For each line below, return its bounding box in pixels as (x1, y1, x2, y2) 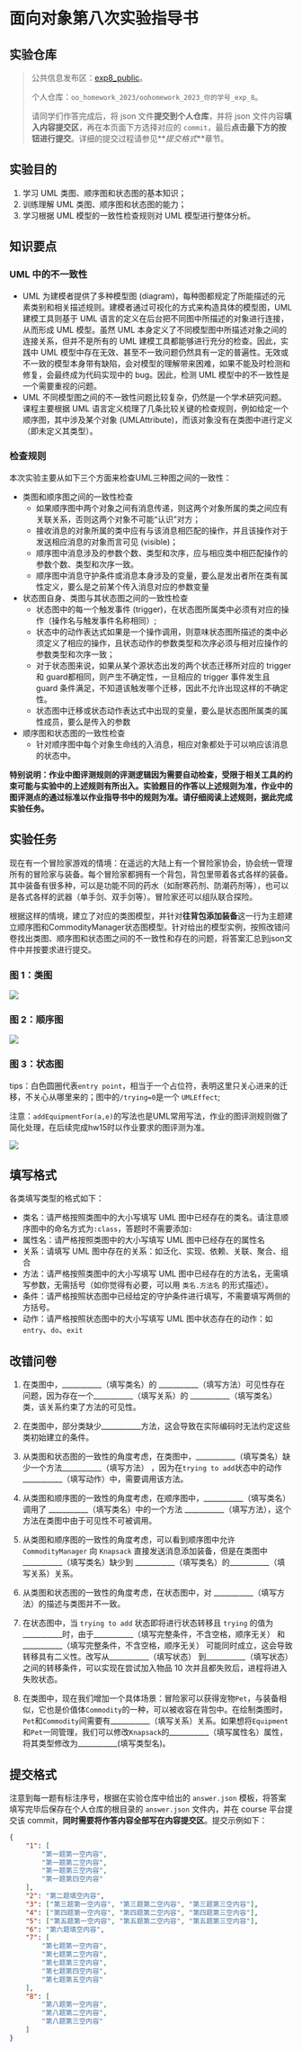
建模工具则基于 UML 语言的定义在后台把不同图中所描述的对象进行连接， (22, 312, 289, 324)
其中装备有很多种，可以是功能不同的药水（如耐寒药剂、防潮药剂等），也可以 (9, 879, 289, 891)
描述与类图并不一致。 (46, 1598, 126, 1609)
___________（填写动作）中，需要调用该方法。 (22, 1473, 189, 1485)
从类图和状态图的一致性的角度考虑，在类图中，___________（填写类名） (22, 1451, 283, 1462)
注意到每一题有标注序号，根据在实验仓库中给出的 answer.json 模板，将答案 (9, 1792, 287, 1803)
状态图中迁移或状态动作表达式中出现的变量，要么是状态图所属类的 (35, 705, 280, 715)
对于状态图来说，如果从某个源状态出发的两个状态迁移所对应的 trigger (35, 660, 292, 670)
